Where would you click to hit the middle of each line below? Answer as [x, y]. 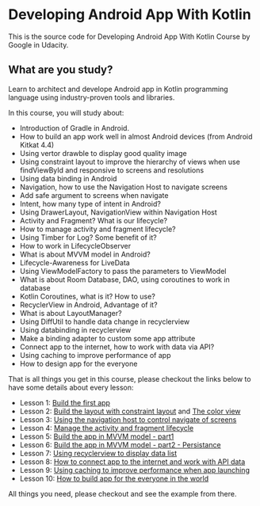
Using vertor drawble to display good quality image [103, 153]
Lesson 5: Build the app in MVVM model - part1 [97, 436]
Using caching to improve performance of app [95, 355]
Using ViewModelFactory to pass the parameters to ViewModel [123, 271]
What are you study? [61, 70]
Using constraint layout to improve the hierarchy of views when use [130, 162]
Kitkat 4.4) [37, 145]
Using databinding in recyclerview [75, 329]
